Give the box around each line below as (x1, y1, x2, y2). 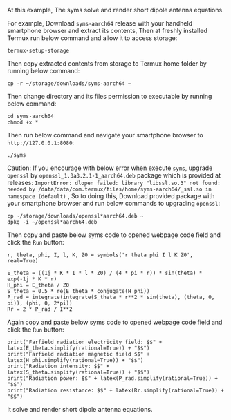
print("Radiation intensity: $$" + (7, 363, 110, 370)
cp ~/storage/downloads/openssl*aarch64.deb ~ (7, 213, 144, 220)
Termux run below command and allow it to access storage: (7, 34, 178, 42)
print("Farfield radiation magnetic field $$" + (7, 351, 150, 358)
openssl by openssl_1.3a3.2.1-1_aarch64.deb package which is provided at (7, 171, 221, 179)
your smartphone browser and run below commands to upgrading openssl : (7, 200, 220, 207)
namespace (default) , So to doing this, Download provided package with (7, 192, 215, 200)
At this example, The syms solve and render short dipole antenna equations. (7, 6, 224, 14)
